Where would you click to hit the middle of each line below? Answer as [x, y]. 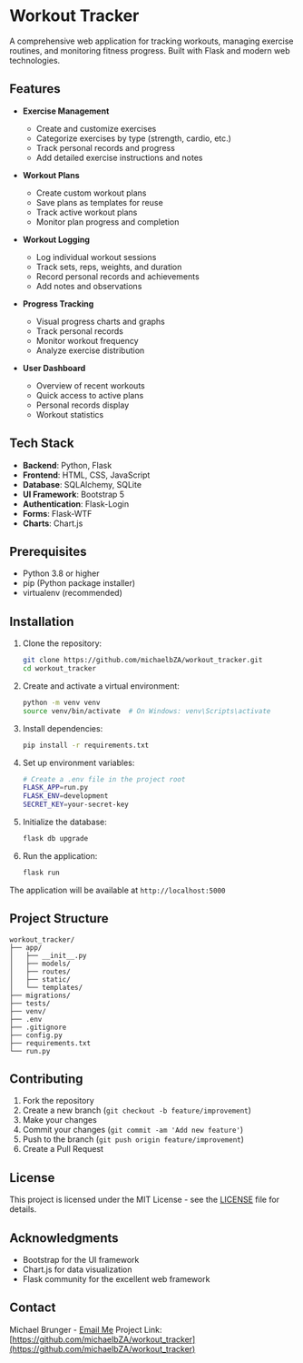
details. [23, 1209]
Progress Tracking [58, 303]
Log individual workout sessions [96, 257]
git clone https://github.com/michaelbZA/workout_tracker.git [142, 661]
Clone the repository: [62, 643]
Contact [33, 1308]
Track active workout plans [87, 212]
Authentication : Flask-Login [76, 504]
